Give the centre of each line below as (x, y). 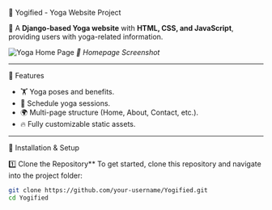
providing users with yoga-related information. (86, 37)
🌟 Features (26, 76)
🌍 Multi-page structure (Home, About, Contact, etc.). (109, 112)
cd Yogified (28, 198)
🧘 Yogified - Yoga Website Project (65, 13)
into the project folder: (46, 175)
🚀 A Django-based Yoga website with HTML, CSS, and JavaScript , (121, 28)
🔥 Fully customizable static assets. (78, 124)
